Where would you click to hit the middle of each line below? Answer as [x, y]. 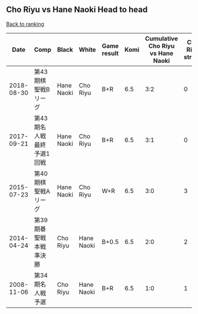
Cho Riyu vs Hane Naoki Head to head [77, 10]
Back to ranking [25, 24]
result [110, 53]
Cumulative [162, 38]
